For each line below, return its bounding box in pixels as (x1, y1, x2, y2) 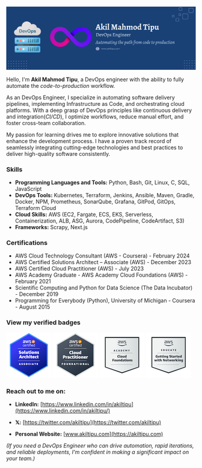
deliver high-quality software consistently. (6, 150, 111, 157)
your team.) (6, 455, 35, 462)
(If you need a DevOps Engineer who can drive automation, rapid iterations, (6, 442, 194, 449)
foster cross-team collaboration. (6, 119, 86, 126)
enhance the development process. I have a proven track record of (6, 137, 172, 144)
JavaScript (14, 185, 42, 192)
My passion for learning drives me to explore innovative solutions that (6, 131, 179, 138)
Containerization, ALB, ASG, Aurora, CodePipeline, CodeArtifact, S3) (14, 217, 185, 224)
